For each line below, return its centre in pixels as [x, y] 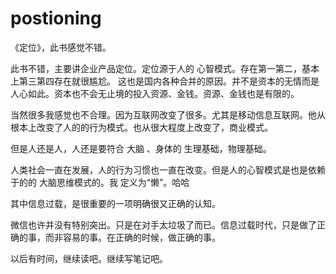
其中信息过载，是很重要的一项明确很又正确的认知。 [115, 203]
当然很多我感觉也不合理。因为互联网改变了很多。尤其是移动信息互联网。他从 [168, 114]
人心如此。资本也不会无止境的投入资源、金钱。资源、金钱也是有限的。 [155, 93]
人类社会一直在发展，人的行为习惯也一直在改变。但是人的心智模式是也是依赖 [168, 169]
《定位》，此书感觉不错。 [61, 47]
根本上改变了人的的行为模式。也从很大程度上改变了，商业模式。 [141, 127]
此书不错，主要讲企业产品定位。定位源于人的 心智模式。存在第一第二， [156, 68]
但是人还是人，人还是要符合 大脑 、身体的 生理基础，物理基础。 [141, 148]
